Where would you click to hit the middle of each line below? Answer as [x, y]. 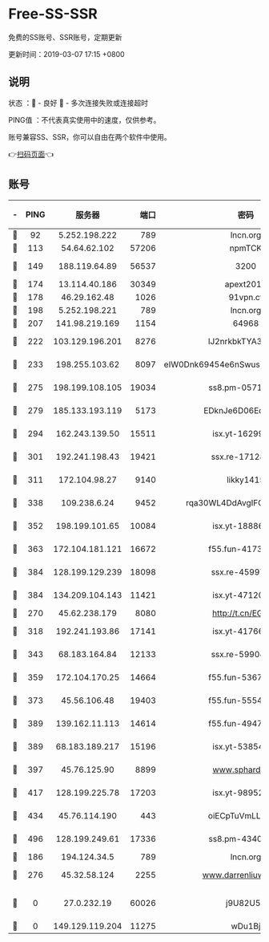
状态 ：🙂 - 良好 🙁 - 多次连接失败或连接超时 [78, 103]
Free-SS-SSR [53, 14]
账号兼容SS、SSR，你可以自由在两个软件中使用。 [90, 136]
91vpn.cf [246, 297]
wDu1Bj [246, 926]
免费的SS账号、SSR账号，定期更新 [65, 37]
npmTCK [246, 248]
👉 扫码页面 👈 [31, 154]
